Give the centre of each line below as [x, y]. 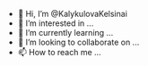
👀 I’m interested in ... [56, 23]
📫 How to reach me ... [59, 52]
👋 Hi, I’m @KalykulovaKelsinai [73, 14]
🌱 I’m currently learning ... [65, 33]
